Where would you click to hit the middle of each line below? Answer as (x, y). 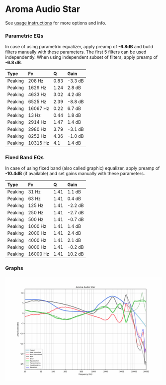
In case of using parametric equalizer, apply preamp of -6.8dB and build (79, 47)
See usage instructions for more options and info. (56, 23)
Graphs (14, 268)
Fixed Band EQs (24, 157)
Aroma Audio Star (43, 9)
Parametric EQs (24, 36)
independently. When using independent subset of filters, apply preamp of (82, 57)
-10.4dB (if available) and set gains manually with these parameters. (75, 174)
